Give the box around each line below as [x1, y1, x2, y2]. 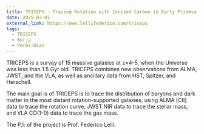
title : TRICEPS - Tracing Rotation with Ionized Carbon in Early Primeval [6, 8, 200, 15]
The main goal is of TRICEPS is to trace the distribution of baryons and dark [6, 90, 195, 97]
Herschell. [6, 78, 32, 85]
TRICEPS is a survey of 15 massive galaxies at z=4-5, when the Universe [6, 59, 188, 66]
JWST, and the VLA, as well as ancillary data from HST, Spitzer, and [6, 72, 176, 79]
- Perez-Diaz [12, 43, 45, 49]
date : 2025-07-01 [6, 14, 50, 21]
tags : [6, 25, 20, 32]
